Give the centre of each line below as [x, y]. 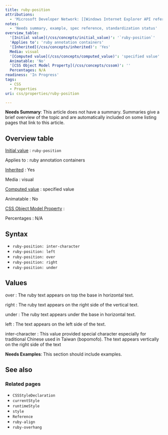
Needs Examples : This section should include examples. [64, 354]
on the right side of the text [33, 344]
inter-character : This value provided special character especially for [76, 333]
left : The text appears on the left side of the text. [55, 324]
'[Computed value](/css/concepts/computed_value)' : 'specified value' [85, 56]
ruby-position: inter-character [46, 246]
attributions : [20, 14]
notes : [12, 24]
